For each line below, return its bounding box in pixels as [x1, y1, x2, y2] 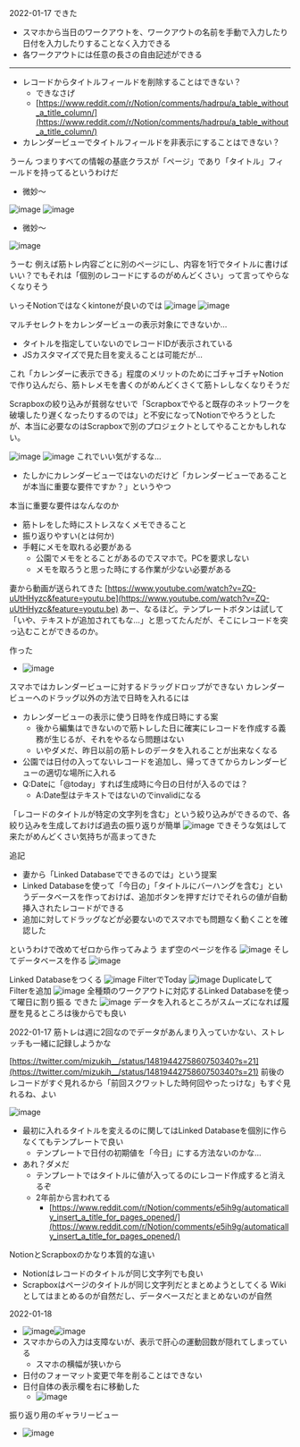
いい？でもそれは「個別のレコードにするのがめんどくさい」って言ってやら [9, 270, 282, 280]
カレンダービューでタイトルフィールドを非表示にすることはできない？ [21, 137, 280, 148]
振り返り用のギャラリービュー [9, 1409, 119, 1420]
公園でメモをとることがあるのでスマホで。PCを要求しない [35, 553, 250, 563]
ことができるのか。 [32, 626, 104, 637]
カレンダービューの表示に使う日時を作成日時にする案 [21, 712, 219, 722]
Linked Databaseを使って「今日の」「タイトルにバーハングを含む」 [21, 880, 268, 891]
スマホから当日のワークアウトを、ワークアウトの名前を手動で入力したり [21, 27, 288, 38]
